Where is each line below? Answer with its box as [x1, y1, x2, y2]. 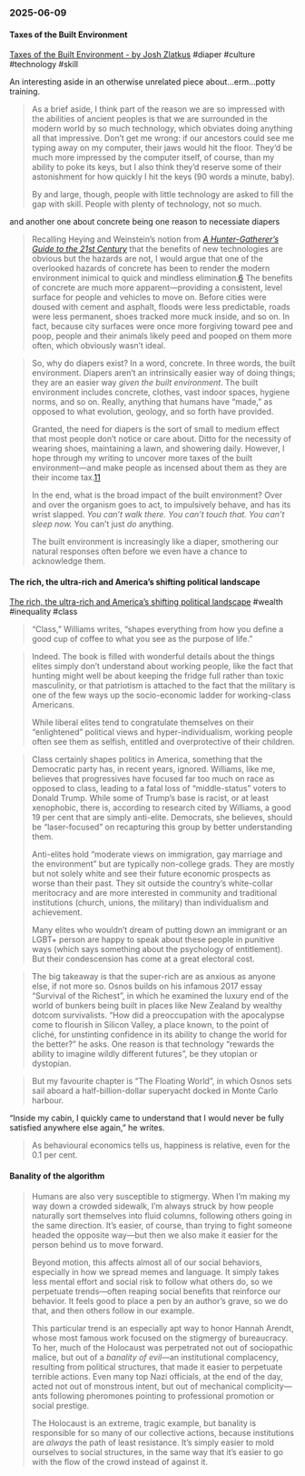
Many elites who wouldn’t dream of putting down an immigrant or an [31, 925, 288, 936]
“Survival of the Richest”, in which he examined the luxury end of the [31, 990, 289, 1001]
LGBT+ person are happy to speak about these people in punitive [31, 934, 275, 945]
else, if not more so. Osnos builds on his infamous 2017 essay [31, 980, 263, 992]
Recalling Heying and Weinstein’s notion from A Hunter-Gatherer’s [31, 234, 280, 245]
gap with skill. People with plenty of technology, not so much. [31, 198, 262, 210]
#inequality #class [9, 607, 78, 618]
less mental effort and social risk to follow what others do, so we [31, 1276, 273, 1287]
